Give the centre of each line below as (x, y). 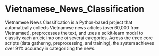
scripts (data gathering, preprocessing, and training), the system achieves (79, 43)
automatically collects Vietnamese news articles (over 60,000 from (73, 27)
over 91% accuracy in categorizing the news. (50, 48)
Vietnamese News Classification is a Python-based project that (69, 22)
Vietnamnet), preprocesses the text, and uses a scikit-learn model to (74, 33)
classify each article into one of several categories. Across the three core (79, 38)
